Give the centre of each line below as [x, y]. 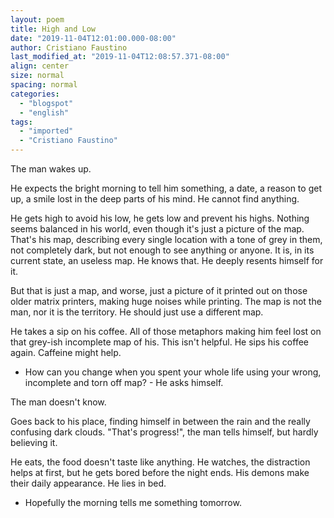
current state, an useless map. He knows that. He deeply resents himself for [167, 260]
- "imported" [46, 131]
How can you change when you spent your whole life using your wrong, [173, 372]
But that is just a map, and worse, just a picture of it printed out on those [159, 290]
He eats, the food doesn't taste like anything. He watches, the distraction [160, 462]
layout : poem [37, 19]
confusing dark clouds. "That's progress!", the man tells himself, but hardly [164, 432]
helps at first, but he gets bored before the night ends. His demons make [160, 472]
